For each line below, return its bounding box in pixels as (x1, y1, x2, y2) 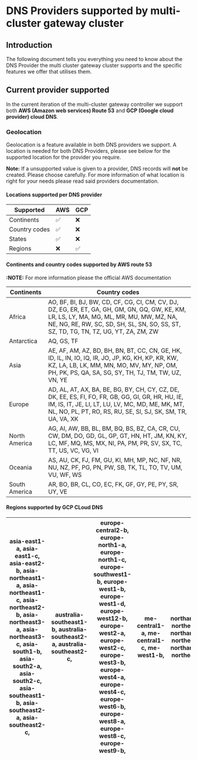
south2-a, (12, 662, 42, 670)
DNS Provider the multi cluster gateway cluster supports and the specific (6, 62, 182, 69)
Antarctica (9, 337, 38, 345)
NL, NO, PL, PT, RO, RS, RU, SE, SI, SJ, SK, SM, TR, (47, 407, 187, 416)
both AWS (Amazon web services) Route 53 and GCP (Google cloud (6, 107, 174, 114)
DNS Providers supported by (6, 4, 148, 18)
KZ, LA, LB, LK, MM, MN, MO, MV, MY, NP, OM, (47, 361, 178, 369)
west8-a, (98, 717, 126, 725)
